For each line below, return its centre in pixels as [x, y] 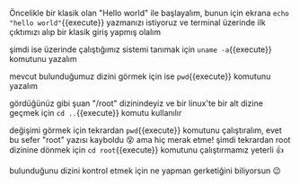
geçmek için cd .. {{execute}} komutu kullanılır [96, 113]
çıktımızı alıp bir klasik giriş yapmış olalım [85, 32]
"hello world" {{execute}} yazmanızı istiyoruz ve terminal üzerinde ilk [138, 22]
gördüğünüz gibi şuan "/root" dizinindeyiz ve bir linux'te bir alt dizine [136, 103]
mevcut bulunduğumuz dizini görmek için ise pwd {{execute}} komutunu [140, 76]
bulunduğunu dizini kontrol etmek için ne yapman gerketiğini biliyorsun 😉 [145, 171]
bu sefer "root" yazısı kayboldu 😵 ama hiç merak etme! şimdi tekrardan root [150, 140]
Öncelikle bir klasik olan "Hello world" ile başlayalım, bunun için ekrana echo [150, 13]
